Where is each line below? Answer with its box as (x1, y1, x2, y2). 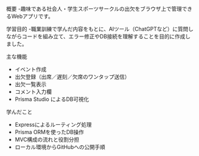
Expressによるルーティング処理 (14, 121, 92, 128)
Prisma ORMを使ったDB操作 (14, 129, 85, 136)
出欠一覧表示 (14, 81, 46, 88)
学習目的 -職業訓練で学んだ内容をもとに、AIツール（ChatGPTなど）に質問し (6, 26, 194, 32)
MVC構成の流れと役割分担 (14, 136, 79, 143)
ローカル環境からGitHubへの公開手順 (14, 143, 105, 151)
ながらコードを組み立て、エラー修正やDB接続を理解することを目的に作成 (6, 33, 186, 40)
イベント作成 (14, 66, 46, 73)
